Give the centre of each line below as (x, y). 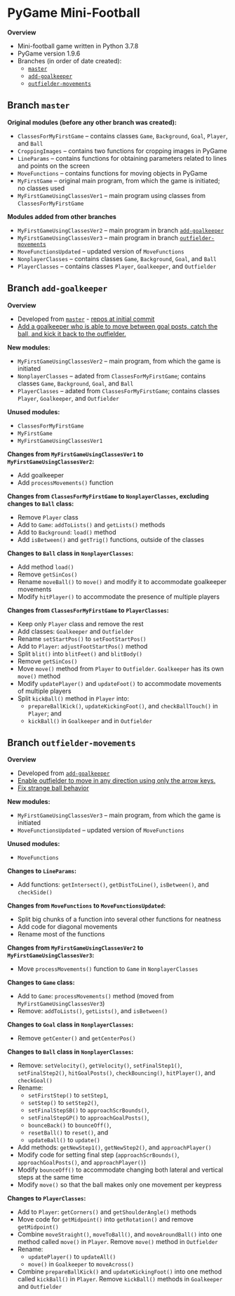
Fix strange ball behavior (53, 788)
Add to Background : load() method (67, 532)
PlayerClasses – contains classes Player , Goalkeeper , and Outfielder (117, 266)
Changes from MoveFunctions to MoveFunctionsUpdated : (87, 906)
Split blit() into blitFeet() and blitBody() (80, 654)
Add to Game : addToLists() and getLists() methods (91, 524)
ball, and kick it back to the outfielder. (72, 333)
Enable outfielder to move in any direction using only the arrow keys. (116, 781)
